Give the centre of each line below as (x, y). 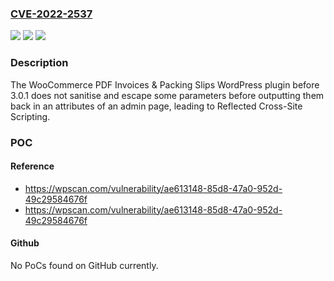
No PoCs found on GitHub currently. (84, 265)
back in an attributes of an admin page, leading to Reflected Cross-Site (156, 106)
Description (39, 63)
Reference (32, 166)
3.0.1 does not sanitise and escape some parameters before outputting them (167, 95)
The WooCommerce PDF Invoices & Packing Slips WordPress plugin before (165, 84)
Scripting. (30, 116)
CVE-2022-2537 (51, 14)
